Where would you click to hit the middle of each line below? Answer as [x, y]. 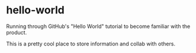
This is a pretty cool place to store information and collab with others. [91, 44]
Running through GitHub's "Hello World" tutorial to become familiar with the [98, 26]
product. [17, 32]
